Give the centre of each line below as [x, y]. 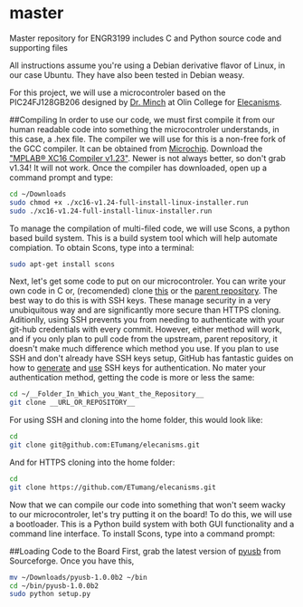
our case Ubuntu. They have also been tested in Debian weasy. [127, 74]
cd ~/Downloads [38, 194]
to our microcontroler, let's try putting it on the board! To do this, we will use [151, 514]
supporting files [38, 47]
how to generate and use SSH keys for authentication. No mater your [138, 368]
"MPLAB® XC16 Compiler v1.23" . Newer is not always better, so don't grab [148, 158]
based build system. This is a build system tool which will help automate [143, 237]
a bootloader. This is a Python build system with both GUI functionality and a [152, 524]
